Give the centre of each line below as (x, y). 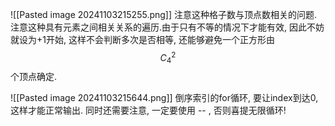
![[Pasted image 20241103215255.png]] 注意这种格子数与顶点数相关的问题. (164, 14)
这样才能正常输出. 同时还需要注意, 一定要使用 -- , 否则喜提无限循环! (148, 110)
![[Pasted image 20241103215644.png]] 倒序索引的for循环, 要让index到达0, (164, 98)
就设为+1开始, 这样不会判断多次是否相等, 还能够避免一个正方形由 (142, 39)
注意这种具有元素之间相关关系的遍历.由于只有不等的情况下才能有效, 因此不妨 (167, 27)
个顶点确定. (34, 77)
